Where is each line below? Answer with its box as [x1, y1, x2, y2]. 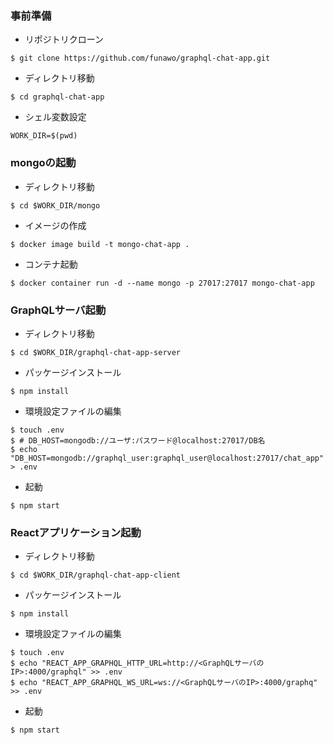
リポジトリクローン [24, 33, 105, 46]
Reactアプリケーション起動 [10, 525, 142, 539]
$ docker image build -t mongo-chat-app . [10, 239, 190, 249]
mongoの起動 [10, 156, 77, 170]
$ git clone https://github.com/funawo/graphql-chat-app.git [10, 53, 271, 64]
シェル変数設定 [24, 111, 87, 123]
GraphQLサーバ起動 [10, 303, 107, 317]
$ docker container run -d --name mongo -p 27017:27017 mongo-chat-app [10, 278, 315, 288]
